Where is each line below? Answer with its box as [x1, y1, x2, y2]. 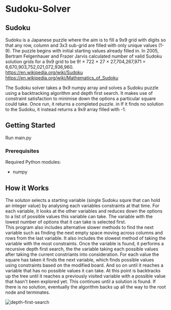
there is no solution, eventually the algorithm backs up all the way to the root [5, 283, 166, 290]
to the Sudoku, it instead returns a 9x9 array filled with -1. [5, 107, 126, 112]
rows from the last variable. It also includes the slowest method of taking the [5, 235, 166, 241]
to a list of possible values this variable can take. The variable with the [5, 213, 153, 219]
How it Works [5, 184, 49, 192]
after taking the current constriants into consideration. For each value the [5, 251, 159, 257]
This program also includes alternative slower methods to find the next [5, 224, 154, 230]
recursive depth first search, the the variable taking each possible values [5, 246, 159, 252]
